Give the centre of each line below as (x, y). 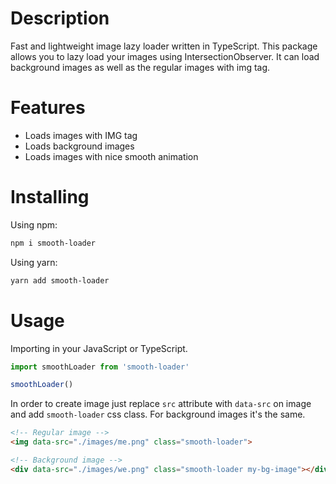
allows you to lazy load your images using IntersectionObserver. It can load (165, 56)
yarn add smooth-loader (60, 280)
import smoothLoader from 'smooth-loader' (100, 367)
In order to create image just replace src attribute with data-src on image (161, 404)
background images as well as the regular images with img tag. (140, 67)
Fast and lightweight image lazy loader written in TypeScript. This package (164, 46)
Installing (50, 197)
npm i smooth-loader (53, 243)
